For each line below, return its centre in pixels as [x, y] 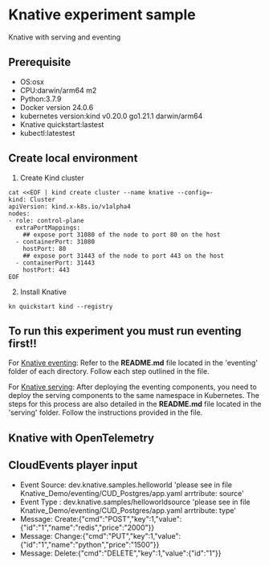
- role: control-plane [46, 220]
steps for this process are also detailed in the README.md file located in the [135, 404]
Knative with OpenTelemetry [82, 438]
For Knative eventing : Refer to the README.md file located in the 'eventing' [133, 363]
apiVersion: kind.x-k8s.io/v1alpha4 [69, 207]
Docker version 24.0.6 [57, 107]
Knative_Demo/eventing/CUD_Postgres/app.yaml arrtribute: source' [132, 493]
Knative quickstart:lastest [62, 124]
